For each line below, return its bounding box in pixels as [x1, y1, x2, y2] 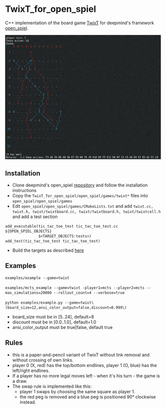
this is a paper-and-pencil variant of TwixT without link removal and [12, 352, 150, 358]
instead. [19, 399, 36, 405]
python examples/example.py [5, 300, 63, 305]
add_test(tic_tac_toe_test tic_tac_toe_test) [5, 239, 100, 244]
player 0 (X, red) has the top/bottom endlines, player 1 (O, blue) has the [12, 362, 157, 368]
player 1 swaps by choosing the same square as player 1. [19, 388, 135, 394]
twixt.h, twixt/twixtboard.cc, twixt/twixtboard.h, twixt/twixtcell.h [12, 209, 161, 215]
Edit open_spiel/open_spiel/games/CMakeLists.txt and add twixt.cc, [12, 203, 154, 209]
